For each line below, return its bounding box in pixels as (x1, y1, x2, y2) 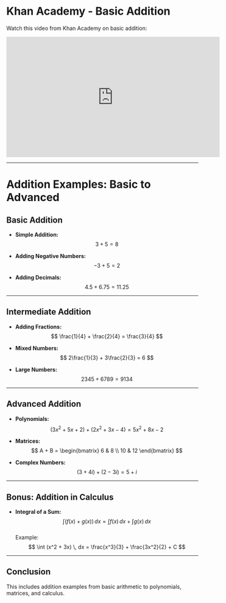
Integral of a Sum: (15, 508, 62, 516)
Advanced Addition (6, 399, 82, 409)
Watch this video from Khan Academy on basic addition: (6, 24, 147, 32)
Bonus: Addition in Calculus (6, 492, 114, 502)
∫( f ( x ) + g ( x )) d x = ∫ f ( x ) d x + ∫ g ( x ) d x (63, 518, 151, 525)
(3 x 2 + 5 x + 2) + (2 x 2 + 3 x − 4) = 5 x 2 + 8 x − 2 (50, 424, 164, 433)
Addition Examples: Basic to (6, 177, 151, 191)
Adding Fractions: (15, 323, 62, 330)
